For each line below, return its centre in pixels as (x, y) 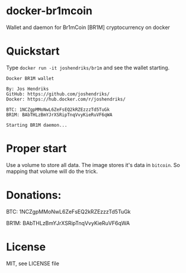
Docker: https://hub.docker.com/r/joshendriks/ (66, 99)
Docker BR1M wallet (30, 78)
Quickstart (33, 51)
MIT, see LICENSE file (33, 263)
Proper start (36, 149)
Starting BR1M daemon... (37, 125)
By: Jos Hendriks (28, 89)
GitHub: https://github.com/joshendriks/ (58, 94)
